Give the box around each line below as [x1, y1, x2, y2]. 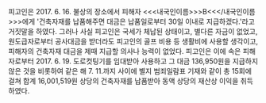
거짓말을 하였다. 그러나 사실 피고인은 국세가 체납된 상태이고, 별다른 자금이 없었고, [8, 27, 258, 36]
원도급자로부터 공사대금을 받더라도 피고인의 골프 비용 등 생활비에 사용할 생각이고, [8, 36, 259, 46]
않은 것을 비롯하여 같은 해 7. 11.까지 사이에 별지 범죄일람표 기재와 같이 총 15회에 [8, 67, 253, 75]
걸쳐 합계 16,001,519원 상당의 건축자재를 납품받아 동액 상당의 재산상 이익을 [8, 76, 239, 86]
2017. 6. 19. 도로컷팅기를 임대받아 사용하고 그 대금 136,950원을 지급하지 [35, 56, 259, 66]
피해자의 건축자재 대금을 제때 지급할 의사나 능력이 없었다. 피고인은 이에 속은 [8, 47, 241, 55]
